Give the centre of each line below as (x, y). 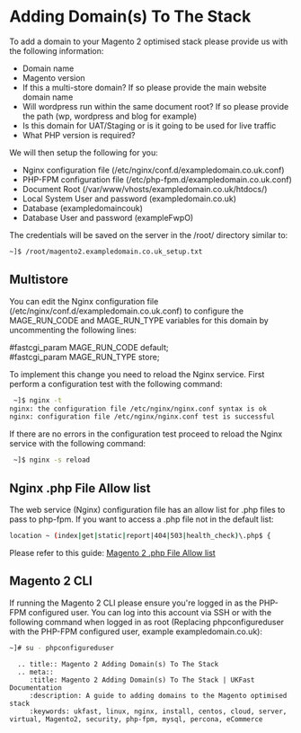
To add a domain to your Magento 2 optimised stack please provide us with (149, 41)
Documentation (36, 688)
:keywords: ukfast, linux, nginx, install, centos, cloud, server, (158, 711)
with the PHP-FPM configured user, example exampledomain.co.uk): (136, 631)
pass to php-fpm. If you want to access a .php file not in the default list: (142, 519)
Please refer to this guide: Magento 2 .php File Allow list (112, 552)
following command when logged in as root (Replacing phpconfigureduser (147, 622)
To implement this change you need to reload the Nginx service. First (137, 374)
